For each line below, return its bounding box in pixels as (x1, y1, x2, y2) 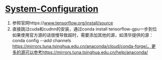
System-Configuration (5, 3, 99, 15)
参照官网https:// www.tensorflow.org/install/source (12, 20, 113, 26)
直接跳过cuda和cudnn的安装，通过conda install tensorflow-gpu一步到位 (12, 26, 157, 32)
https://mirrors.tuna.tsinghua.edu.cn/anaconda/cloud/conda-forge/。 (12, 43, 152, 49)
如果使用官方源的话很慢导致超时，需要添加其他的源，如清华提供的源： (12, 32, 154, 38)
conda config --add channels (12, 37, 72, 43)
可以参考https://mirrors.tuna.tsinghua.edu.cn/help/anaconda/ (25, 49, 148, 55)
